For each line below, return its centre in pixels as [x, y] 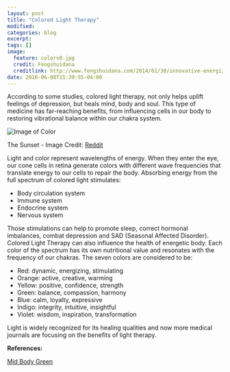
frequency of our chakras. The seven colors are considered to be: [100, 258]
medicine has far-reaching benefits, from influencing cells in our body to [109, 111]
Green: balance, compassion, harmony [72, 293]
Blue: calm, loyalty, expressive [60, 300]
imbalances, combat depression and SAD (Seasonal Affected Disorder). [108, 236]
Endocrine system [42, 208]
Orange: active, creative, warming [65, 278]
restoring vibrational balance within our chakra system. [85, 119]
